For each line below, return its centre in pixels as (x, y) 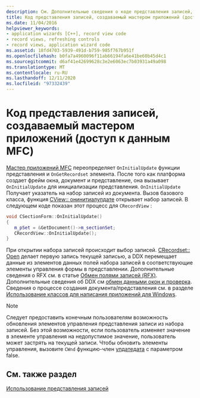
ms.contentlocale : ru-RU (37, 73)
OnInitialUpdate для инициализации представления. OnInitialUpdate (93, 186)
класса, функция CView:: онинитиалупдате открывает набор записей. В (97, 199)
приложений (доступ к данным (88, 139)
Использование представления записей (57, 388)
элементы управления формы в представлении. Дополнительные (90, 269)
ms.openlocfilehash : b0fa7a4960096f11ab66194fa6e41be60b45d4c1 (86, 56)
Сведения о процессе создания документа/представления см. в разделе (100, 288)
